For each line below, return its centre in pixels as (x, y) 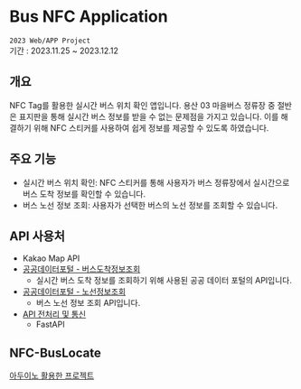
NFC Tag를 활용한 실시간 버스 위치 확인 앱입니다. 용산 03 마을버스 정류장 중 (142, 105)
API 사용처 (38, 236)
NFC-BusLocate (55, 352)
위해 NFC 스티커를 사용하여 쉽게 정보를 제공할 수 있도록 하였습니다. (151, 127)
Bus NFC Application (89, 17)
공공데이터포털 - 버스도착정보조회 (81, 269)
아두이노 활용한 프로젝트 (52, 375)
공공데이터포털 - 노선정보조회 (74, 292)
